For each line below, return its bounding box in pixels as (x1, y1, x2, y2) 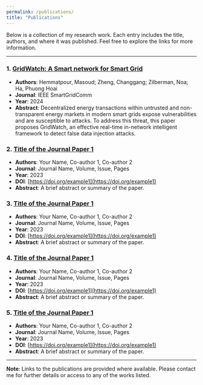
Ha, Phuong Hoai (14, 85, 57, 92)
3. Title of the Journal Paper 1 (6, 199, 94, 208)
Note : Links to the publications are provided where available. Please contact (6, 365, 196, 372)
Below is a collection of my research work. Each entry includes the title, (6, 31, 184, 38)
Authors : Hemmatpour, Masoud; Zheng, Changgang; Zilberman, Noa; (14, 78, 188, 85)
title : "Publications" (6, 15, 63, 21)
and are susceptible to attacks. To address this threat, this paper (14, 117, 176, 124)
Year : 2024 (14, 97, 43, 105)
